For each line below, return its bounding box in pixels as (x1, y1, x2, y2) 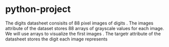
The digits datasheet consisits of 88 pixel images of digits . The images (5, 20, 153, 26)
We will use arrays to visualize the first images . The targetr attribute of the (5, 30, 161, 36)
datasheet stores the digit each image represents (5, 36, 108, 42)
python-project (5, 3, 71, 15)
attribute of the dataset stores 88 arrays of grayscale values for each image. (5, 25, 164, 31)
